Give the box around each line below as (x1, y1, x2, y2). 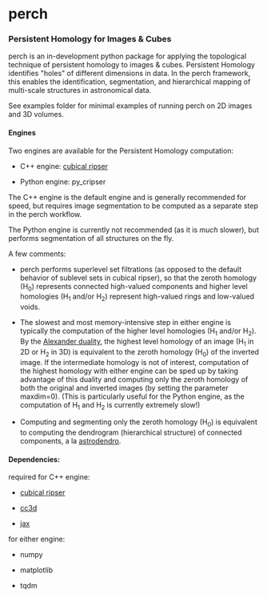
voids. (19, 302, 41, 312)
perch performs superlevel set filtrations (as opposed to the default (19, 264, 242, 274)
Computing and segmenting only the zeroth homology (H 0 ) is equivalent (19, 417, 257, 429)
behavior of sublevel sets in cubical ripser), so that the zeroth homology (19, 273, 257, 283)
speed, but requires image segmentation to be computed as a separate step (8, 201, 258, 211)
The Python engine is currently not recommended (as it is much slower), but (8, 225, 260, 235)
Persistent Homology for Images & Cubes (8, 34, 172, 45)
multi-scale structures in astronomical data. (8, 86, 152, 95)
